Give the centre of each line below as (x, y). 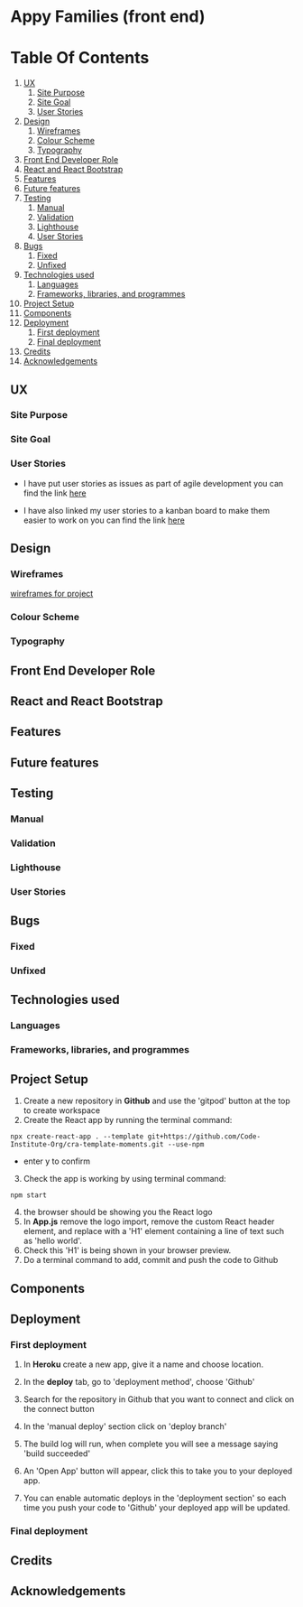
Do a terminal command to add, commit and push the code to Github (151, 1260)
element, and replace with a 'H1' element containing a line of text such (154, 1231)
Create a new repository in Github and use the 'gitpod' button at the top (157, 1101)
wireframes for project (52, 594)
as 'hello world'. (52, 1241)
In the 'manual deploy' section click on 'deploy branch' (125, 1426)
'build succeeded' (57, 1454)
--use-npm (186, 1145)
